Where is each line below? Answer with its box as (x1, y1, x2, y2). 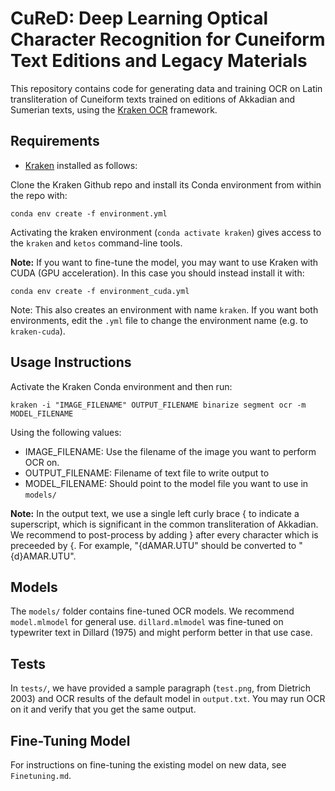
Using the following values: (10, 426, 122, 438)
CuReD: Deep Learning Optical (10, 7, 269, 30)
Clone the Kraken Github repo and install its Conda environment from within (10, 178, 322, 191)
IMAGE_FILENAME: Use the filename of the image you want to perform (24, 445, 317, 457)
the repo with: (10, 189, 68, 201)
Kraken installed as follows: (24, 159, 138, 171)
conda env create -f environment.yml (10, 208, 168, 219)
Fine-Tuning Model (10, 732, 131, 749)
